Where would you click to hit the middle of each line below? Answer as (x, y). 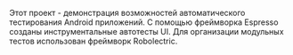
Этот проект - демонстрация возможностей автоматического (127, 13)
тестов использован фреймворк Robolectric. (94, 41)
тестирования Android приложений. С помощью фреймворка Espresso (144, 22)
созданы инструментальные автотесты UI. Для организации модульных (146, 31)
